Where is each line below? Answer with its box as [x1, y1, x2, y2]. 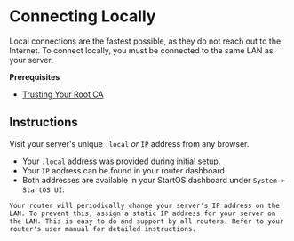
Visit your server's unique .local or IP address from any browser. [9, 138, 250, 149]
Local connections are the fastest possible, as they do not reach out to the [9, 36, 282, 46]
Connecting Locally [9, 6, 156, 27]
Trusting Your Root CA [21, 89, 104, 100]
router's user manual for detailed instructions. [9, 224, 197, 233]
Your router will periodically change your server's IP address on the [9, 201, 280, 210]
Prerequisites [9, 71, 60, 82]
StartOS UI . [21, 184, 65, 195]
